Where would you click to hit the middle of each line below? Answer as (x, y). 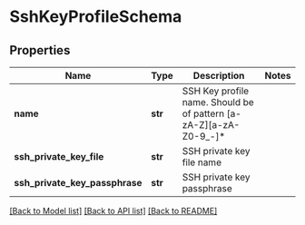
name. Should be (218, 102)
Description (219, 76)
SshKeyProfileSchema (96, 17)
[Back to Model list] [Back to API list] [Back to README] (113, 211)
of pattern (203, 113)
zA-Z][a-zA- (211, 125)
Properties (40, 50)
